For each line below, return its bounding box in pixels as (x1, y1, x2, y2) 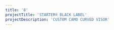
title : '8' (5, 7, 28, 13)
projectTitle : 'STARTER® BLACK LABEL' (5, 12, 87, 17)
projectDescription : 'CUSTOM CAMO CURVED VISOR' (5, 17, 110, 22)
